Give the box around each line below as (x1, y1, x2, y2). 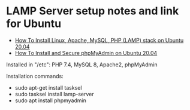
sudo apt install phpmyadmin (14, 97, 87, 104)
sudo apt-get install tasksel (14, 84, 82, 91)
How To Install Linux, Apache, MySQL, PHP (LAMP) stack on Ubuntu (14, 36, 184, 44)
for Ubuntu (6, 17, 62, 30)
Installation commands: (6, 72, 64, 80)
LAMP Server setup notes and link (6, 4, 179, 18)
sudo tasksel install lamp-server (14, 90, 94, 97)
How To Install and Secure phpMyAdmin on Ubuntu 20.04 (14, 49, 158, 56)
